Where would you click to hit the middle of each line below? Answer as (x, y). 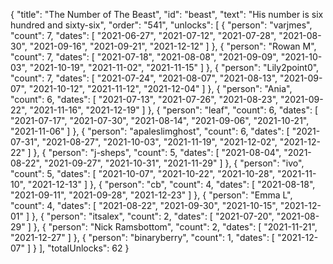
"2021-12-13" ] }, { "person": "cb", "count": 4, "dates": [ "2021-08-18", (171, 184)
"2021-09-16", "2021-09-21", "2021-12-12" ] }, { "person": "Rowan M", (173, 46)
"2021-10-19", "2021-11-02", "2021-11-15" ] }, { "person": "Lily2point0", (174, 67)
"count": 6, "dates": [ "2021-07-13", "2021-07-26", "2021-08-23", (144, 99)
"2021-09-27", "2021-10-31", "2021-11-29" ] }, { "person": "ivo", (174, 163)
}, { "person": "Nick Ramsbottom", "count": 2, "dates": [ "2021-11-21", (175, 227)
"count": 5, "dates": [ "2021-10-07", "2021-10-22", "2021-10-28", (143, 173)
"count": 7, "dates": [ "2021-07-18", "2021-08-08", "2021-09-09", (144, 57)
